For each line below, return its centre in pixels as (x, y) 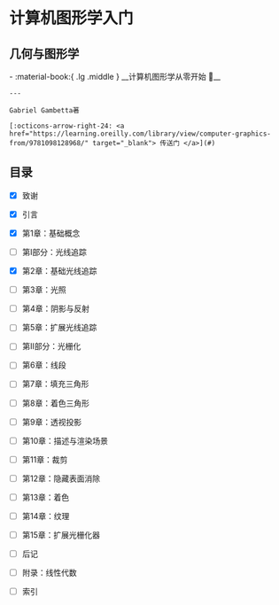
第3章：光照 (44, 290)
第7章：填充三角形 (55, 384)
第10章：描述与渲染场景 (65, 440)
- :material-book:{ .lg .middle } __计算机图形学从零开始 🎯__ (115, 77)
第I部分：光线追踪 (54, 252)
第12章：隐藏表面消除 (61, 478)
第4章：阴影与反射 (56, 309)
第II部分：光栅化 (51, 346)
